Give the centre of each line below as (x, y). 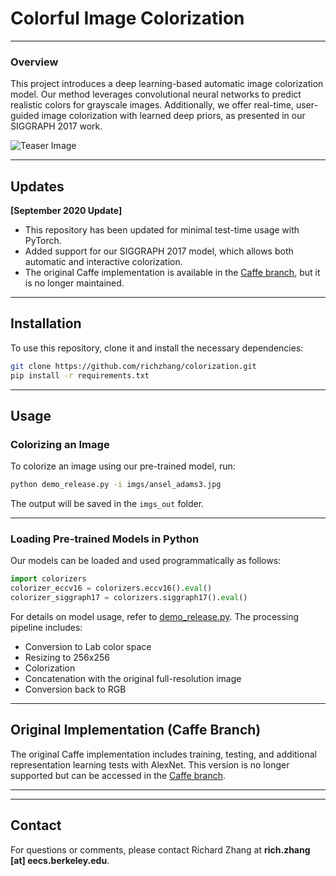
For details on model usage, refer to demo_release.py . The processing (155, 617)
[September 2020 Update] (66, 211)
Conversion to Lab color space (88, 647)
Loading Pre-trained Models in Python (105, 539)
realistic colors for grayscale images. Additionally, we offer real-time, (152, 105)
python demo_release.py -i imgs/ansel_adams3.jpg (116, 485)
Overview (34, 62)
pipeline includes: (46, 628)
